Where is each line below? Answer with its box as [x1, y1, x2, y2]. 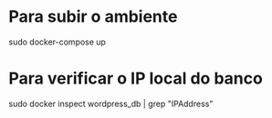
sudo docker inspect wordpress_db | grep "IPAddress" [8, 98, 214, 109]
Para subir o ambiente [8, 6, 178, 27]
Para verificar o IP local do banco [8, 68, 264, 89]
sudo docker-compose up [8, 36, 107, 47]
